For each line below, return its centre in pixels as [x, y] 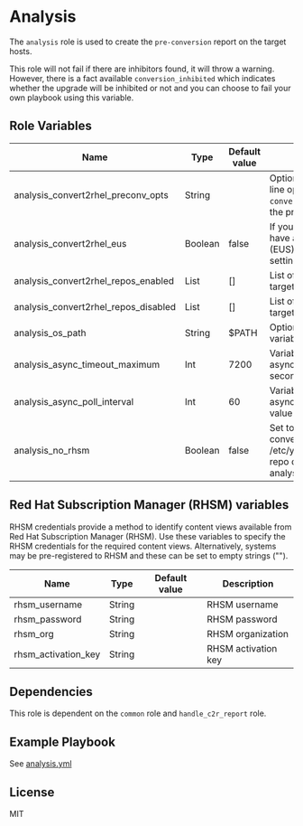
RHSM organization [248, 634]
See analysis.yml [41, 764]
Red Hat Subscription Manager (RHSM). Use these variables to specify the [147, 536]
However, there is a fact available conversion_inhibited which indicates [142, 78]
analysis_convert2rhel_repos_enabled [94, 280]
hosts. [21, 51]
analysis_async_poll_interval [74, 401]
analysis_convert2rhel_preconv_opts [91, 194]
